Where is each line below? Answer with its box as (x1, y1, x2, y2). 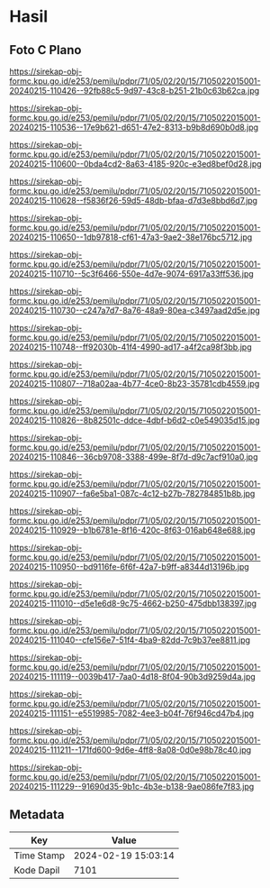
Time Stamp (13, 849, 66, 862)
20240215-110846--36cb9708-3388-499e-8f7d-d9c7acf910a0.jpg (9, 452, 258, 462)
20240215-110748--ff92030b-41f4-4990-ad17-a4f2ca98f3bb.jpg (9, 342, 252, 352)
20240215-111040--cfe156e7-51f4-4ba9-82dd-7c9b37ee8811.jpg (9, 635, 250, 645)
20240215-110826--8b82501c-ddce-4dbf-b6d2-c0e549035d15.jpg (9, 415, 260, 426)
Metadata (9, 807, 65, 822)
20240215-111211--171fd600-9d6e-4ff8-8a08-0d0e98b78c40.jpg (9, 745, 252, 755)
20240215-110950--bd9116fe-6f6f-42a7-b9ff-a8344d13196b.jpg (9, 562, 249, 572)
